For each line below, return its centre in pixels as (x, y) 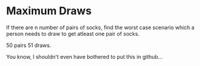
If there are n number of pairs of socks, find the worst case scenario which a (100, 27)
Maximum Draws (49, 11)
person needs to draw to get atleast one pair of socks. (73, 33)
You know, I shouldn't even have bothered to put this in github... (84, 56)
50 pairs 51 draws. (29, 45)
